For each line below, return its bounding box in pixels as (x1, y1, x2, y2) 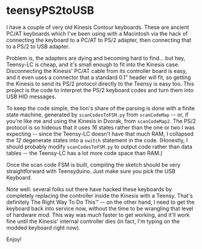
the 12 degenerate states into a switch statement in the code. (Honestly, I (6, 136, 188, 143)
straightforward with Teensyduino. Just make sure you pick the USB (6, 167, 175, 175)
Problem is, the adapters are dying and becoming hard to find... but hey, (6, 54, 186, 61)
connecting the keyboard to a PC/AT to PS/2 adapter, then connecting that (6, 36, 192, 43)
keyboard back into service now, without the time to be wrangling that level (6, 204, 194, 212)
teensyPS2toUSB (6, 4, 94, 17)
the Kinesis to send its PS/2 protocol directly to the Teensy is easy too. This (6, 80, 195, 87)
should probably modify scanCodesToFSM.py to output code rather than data (6, 143, 192, 150)
